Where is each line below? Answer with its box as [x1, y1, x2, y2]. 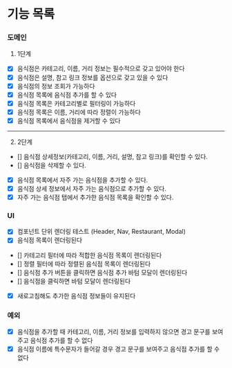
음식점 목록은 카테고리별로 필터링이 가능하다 [17, 99, 136, 107]
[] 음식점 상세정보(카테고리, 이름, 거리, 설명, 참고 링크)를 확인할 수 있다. [17, 152, 209, 160]
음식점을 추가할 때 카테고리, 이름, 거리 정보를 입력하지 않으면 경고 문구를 [17, 327, 211, 335]
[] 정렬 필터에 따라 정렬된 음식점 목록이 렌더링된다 [17, 259, 151, 268]
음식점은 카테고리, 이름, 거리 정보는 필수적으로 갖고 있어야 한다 [17, 64, 185, 73]
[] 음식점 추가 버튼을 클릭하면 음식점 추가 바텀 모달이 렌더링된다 [17, 268, 188, 277]
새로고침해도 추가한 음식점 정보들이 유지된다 [17, 291, 136, 300]
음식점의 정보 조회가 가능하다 [17, 82, 95, 90]
